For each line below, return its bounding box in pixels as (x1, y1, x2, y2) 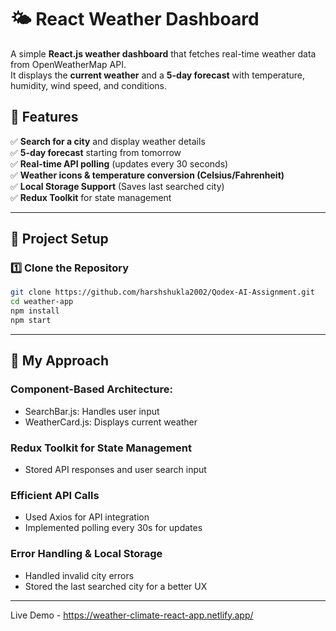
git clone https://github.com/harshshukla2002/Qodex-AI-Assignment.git (10, 287, 315, 298)
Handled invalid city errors (24, 569, 135, 581)
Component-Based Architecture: (10, 382, 173, 396)
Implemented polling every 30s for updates (24, 522, 203, 534)
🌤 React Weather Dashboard (10, 8, 260, 31)
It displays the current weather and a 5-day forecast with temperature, (10, 69, 306, 81)
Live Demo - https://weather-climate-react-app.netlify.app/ (10, 609, 254, 621)
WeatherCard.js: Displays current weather (24, 416, 198, 428)
